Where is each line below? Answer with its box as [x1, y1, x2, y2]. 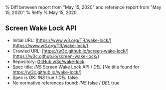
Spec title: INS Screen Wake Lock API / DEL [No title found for [12, 63, 140, 69]
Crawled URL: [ [12, 47, 44, 54]
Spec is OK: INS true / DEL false [12, 74, 78, 80]
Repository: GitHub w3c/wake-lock [12, 58, 85, 64]
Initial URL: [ [12, 37, 37, 43]
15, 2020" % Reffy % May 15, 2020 [5, 9, 77, 15]
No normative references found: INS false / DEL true [12, 79, 120, 85]
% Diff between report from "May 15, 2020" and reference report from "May [5, 4, 162, 10]
